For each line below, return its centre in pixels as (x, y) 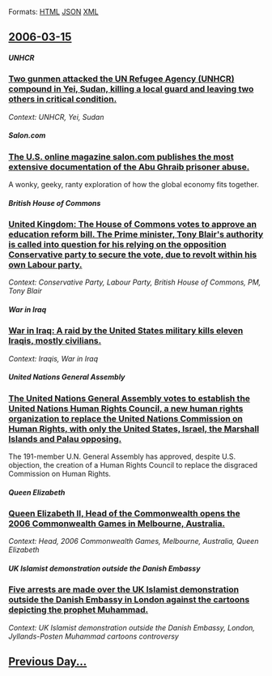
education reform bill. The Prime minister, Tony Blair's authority (136, 234)
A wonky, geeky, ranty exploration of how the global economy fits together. (134, 185)
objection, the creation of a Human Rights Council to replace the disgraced (133, 465)
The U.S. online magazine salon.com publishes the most (121, 156)
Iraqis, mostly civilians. (55, 341)
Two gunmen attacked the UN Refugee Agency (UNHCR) (121, 79)
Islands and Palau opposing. (65, 439)
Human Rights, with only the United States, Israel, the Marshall (134, 429)
